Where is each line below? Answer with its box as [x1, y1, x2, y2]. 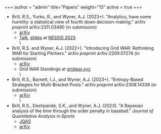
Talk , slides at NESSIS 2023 [19, 34, 76, 40]
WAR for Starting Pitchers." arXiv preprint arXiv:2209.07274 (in [11, 50, 140, 56]
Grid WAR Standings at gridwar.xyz [19, 66, 91, 72]
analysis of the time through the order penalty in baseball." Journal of [11, 108, 154, 114]
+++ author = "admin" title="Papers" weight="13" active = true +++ [4, 4, 142, 10]
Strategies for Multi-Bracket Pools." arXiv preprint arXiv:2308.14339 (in [11, 82, 157, 88]
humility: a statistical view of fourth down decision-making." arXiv [11, 19, 146, 25]
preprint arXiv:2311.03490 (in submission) [11, 24, 97, 30]
